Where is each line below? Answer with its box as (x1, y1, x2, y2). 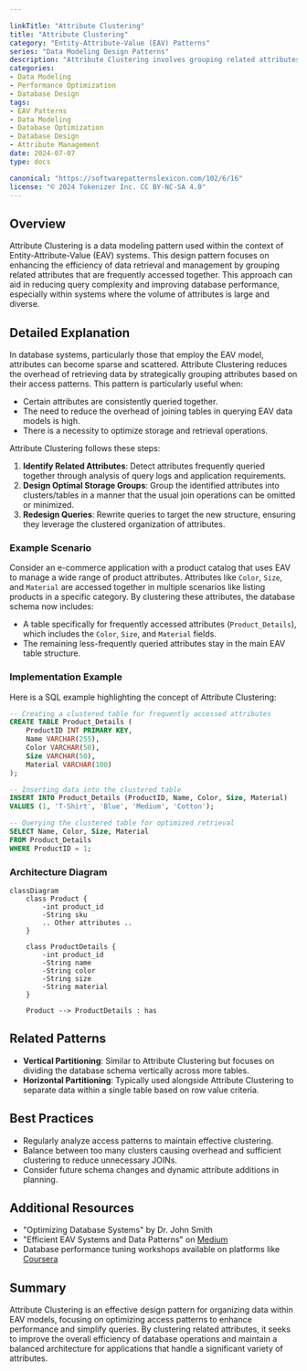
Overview (9, 216, 67, 231)
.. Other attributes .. (42, 919, 132, 928)
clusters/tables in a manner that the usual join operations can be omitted (22, 490, 296, 501)
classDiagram (9, 887, 59, 896)
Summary (9, 1280, 67, 1295)
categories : (9, 64, 55, 73)
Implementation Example (9, 670, 123, 683)
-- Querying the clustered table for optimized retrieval (9, 818, 235, 828)
